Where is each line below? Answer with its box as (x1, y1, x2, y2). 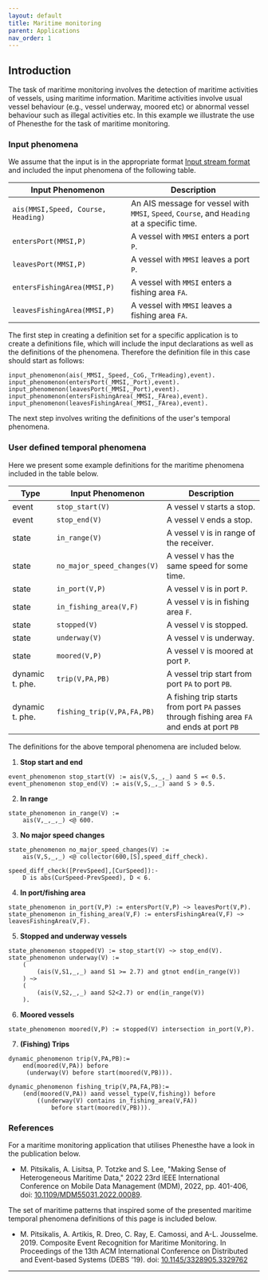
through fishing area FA (166, 711, 253, 722)
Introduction (8, 63, 72, 77)
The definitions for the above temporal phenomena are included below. (8, 742, 242, 751)
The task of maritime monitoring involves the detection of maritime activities (8, 85, 258, 94)
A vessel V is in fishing (166, 596, 250, 607)
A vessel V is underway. (166, 632, 255, 643)
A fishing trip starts (166, 691, 238, 702)
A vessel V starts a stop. (166, 501, 255, 512)
